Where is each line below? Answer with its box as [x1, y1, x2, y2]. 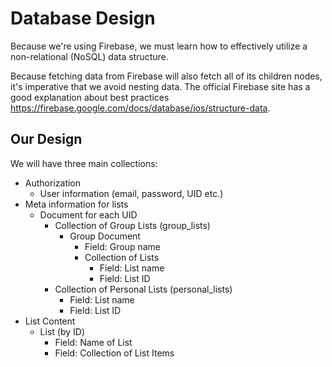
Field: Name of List [54, 336, 133, 348]
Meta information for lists [24, 198, 129, 210]
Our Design [10, 131, 83, 148]
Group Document [69, 230, 141, 242]
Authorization [24, 177, 82, 189]
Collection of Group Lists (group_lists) [54, 219, 211, 231]
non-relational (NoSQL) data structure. [10, 50, 169, 62]
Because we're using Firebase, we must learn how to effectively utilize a [10, 40, 308, 52]
